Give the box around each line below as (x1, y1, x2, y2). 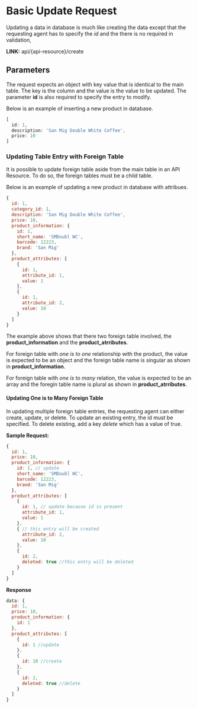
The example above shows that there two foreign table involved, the (6, 333, 172, 340)
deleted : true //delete (21, 680, 81, 686)
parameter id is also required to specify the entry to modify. (6, 93, 151, 100)
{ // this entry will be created (17, 526, 99, 532)
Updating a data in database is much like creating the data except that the (6, 24, 186, 31)
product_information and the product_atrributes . (6, 339, 128, 346)
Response (6, 586, 31, 594)
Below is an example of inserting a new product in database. (6, 105, 154, 112)
